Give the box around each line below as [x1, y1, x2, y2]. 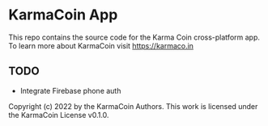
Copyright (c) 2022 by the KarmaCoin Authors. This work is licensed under [8, 101, 258, 111]
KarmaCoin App [8, 6, 118, 24]
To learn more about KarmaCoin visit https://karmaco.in [8, 40, 194, 50]
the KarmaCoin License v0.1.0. [8, 110, 109, 120]
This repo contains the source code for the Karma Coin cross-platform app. [8, 32, 261, 42]
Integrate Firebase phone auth [19, 86, 121, 95]
